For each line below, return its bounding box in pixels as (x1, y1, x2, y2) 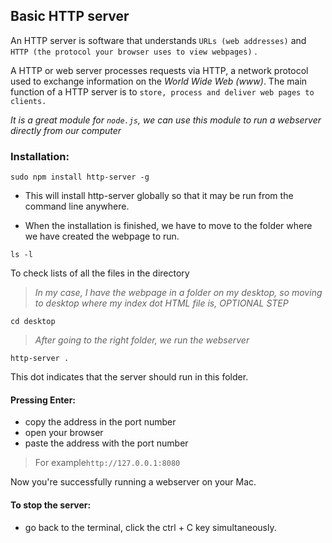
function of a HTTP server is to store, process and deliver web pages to (10, 85, 315, 98)
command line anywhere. (24, 200, 130, 213)
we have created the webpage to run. (24, 230, 180, 243)
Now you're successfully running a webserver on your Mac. (10, 476, 257, 488)
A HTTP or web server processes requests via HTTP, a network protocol (10, 64, 309, 76)
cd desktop (10, 317, 56, 327)
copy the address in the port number (24, 416, 177, 428)
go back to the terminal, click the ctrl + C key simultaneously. (24, 521, 277, 533)
